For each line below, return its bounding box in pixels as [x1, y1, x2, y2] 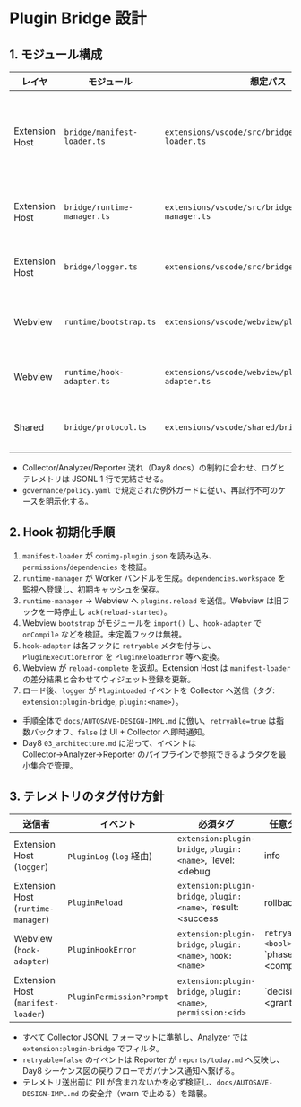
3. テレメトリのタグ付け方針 [9, 789, 165, 804]
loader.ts [64, 136, 106, 146]
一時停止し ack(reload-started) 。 [46, 606, 172, 617]
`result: [209, 901, 239, 913]
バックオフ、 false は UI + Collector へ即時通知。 [30, 726, 211, 737]
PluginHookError [66, 944, 137, 954]
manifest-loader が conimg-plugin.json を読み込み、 [21, 549, 217, 561]
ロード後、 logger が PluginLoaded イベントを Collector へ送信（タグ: [21, 684, 276, 696]
